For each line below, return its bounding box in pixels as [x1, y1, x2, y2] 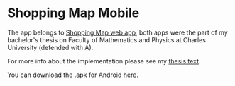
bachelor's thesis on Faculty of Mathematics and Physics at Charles [7, 35, 206, 44]
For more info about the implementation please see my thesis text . [7, 56, 201, 65]
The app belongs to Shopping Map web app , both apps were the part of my [7, 28, 229, 37]
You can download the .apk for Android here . [7, 70, 138, 79]
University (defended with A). [7, 43, 94, 51]
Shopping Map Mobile [7, 5, 140, 21]
